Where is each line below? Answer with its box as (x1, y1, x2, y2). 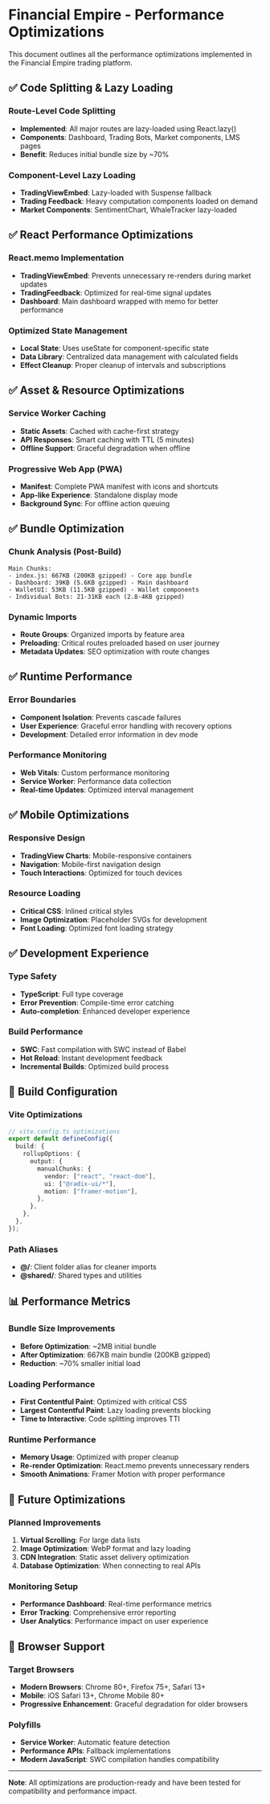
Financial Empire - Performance (8, 6, 225, 24)
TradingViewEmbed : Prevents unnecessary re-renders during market (19, 270, 252, 280)
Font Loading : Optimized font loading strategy (19, 923, 174, 933)
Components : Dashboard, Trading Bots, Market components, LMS (19, 132, 240, 142)
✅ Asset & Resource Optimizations (8, 384, 185, 398)
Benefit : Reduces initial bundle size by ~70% (19, 149, 170, 159)
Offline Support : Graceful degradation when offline (19, 443, 190, 452)
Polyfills (8, 1719, 42, 1730)
